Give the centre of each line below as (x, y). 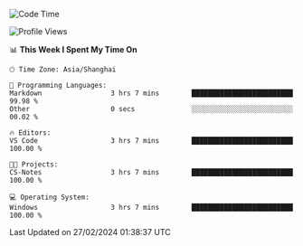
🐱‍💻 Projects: (34, 165)
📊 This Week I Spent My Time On (73, 49)
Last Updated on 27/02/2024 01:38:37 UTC (90, 232)
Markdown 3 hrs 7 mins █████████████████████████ (151, 93)
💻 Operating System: (50, 197)
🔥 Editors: (30, 133)
